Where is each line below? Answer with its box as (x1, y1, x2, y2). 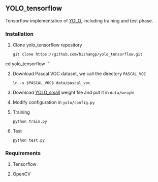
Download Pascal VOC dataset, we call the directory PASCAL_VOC (12, 71, 146, 77)
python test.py (12, 138, 45, 143)
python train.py (12, 119, 47, 124)
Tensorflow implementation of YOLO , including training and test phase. (5, 17, 153, 23)
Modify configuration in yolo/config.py (12, 99, 95, 106)
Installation (5, 30, 34, 37)
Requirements (5, 150, 41, 157)
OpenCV (12, 171, 31, 177)
